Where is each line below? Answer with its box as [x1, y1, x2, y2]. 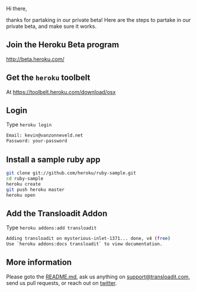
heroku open [6, 192, 35, 198]
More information [6, 257, 72, 268]
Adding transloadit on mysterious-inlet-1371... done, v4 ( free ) [6, 236, 170, 242]
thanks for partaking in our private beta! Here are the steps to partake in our [6, 17, 191, 23]
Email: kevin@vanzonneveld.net [6, 132, 83, 138]
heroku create [6, 181, 41, 187]
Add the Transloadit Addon [6, 208, 108, 218]
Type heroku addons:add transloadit [6, 224, 97, 231]
